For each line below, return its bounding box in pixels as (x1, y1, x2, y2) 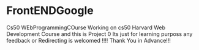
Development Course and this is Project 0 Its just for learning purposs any (6, 30, 193, 37)
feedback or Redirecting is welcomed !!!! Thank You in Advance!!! (6, 37, 171, 44)
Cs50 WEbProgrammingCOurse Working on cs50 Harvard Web (6, 24, 165, 31)
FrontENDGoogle (6, 4, 94, 18)
